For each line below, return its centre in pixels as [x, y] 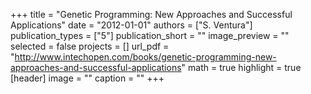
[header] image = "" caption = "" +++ [87, 78]
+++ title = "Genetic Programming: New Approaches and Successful [151, 14]
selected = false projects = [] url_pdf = [90, 46]
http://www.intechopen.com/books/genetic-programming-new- [145, 57]
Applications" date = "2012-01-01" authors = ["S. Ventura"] [131, 25]
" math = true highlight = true [241, 67]
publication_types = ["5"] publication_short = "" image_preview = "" [150, 35]
